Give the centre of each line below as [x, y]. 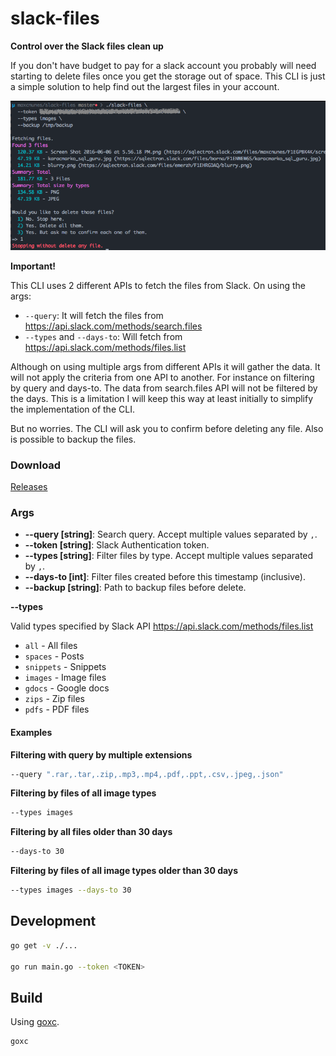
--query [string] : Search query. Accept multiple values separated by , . [171, 534]
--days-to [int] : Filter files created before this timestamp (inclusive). [165, 577]
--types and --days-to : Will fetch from [103, 336]
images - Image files [65, 678]
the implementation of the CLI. [72, 409]
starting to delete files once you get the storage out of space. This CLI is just [168, 76]
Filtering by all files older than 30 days [91, 832]
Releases [29, 486]
